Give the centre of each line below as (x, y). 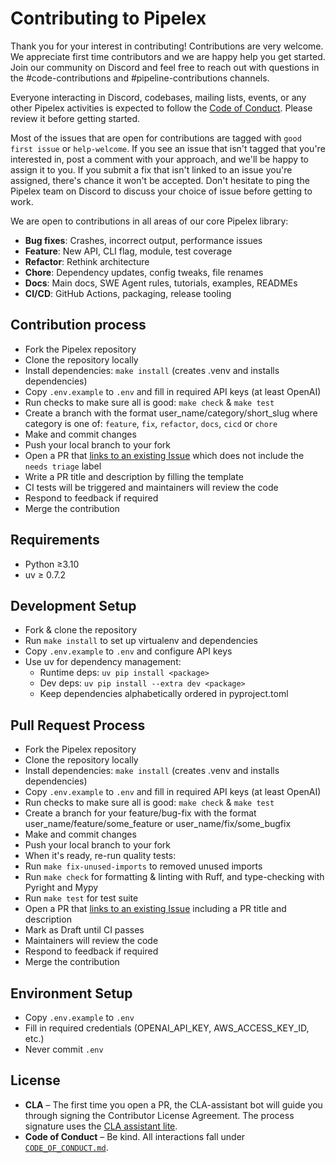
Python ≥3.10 (52, 564)
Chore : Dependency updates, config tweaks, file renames (144, 272)
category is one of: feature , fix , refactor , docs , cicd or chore (151, 423)
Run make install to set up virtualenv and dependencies (141, 641)
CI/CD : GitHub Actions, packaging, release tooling (128, 293)
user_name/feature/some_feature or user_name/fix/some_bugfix (158, 824)
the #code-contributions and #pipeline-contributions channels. (140, 78)
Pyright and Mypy (61, 888)
